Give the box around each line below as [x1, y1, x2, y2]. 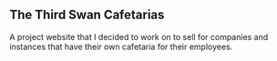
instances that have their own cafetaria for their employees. [9, 41, 233, 52]
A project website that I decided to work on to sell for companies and [9, 31, 269, 42]
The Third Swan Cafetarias [9, 7, 165, 23]
